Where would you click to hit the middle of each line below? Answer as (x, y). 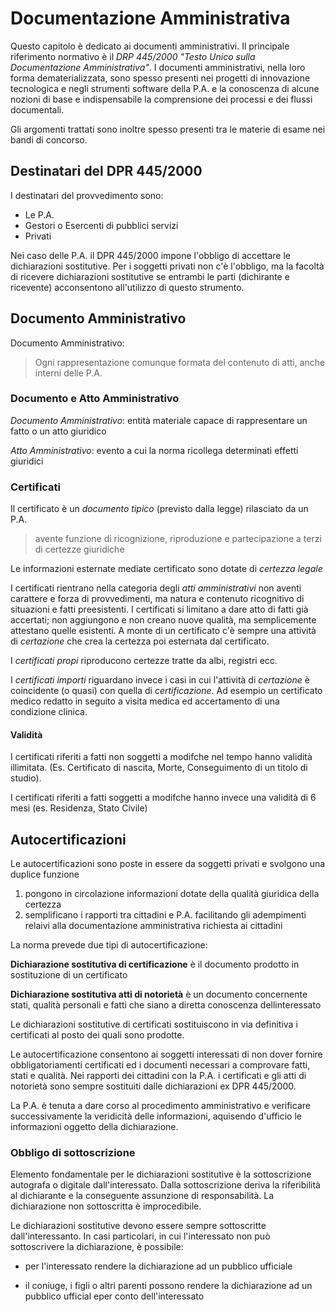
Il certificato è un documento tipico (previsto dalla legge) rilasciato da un (159, 509)
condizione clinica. (49, 712)
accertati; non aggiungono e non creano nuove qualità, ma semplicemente (163, 620)
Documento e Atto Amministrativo (95, 399)
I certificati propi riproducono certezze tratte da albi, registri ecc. (144, 661)
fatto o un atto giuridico (58, 431)
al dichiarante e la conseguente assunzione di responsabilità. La (142, 1196)
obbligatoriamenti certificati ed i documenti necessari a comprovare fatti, (160, 1065)
